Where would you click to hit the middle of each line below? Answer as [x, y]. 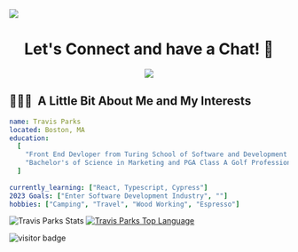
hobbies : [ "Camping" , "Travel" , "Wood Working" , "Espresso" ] [125, 204]
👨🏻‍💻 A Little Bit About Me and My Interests [130, 101]
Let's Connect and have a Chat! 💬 [149, 49]
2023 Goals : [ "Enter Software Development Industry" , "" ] [118, 196]
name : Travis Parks [45, 122]
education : [29, 138]
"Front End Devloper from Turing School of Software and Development [157, 154]
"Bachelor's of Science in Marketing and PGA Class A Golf [137, 163]
